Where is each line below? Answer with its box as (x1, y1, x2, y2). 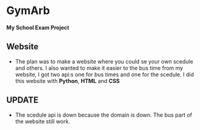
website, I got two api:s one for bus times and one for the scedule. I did (15, 71, 194, 78)
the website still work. (15, 117, 70, 125)
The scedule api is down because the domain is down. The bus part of (15, 111, 192, 118)
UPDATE (6, 95, 38, 106)
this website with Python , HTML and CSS (15, 77, 120, 84)
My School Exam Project (6, 24, 70, 31)
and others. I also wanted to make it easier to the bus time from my (15, 64, 184, 71)
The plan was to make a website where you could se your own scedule (15, 57, 193, 65)
